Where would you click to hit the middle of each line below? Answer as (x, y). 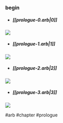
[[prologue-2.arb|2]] (35, 68)
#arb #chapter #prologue (31, 115)
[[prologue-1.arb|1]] (34, 44)
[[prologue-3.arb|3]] (35, 92)
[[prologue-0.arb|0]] (35, 20)
